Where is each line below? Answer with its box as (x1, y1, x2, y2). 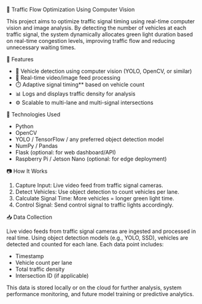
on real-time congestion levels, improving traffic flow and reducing (6, 37, 175, 44)
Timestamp (15, 253, 44, 260)
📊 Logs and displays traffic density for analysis (15, 90, 136, 97)
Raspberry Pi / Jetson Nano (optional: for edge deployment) (15, 155, 167, 162)
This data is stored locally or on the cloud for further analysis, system (6, 284, 182, 291)
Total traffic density (15, 265, 65, 273)
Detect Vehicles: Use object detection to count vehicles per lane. (15, 188, 179, 196)
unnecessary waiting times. (6, 44, 76, 51)
